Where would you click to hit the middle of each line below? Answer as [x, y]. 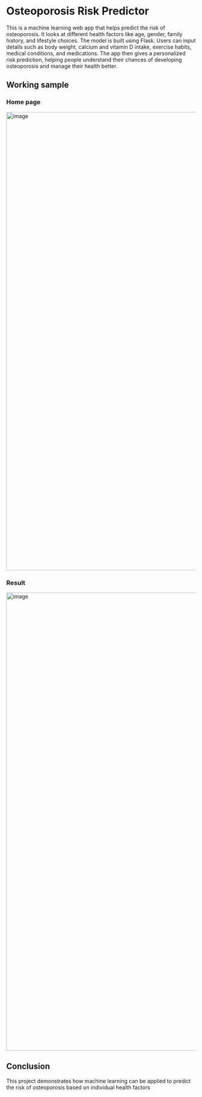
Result [16, 583]
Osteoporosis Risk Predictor [78, 11]
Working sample [38, 85]
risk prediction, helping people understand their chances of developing [94, 60]
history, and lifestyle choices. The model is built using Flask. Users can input [101, 40]
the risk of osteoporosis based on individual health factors [78, 1087]
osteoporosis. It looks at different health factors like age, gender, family [94, 34]
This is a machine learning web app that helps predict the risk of [86, 28]
